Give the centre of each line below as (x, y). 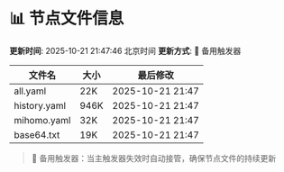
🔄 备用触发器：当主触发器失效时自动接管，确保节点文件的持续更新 (154, 158)
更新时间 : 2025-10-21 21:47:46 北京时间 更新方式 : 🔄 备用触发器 (125, 50)
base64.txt (37, 134)
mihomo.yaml (42, 120)
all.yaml (30, 91)
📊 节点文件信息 (67, 18)
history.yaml (40, 105)
